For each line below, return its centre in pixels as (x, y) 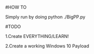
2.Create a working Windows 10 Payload (47, 46)
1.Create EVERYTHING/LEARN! (37, 36)
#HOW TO (16, 7)
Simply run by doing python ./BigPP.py (45, 17)
